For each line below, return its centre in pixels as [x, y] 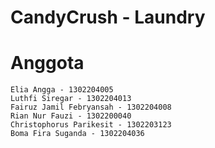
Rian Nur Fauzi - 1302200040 [71, 116]
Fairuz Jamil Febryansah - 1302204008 [91, 107]
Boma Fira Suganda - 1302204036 [77, 134]
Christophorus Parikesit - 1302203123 [91, 125]
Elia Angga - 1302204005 [62, 90]
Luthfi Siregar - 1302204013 [71, 99]
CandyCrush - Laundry [108, 17]
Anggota [47, 63]
